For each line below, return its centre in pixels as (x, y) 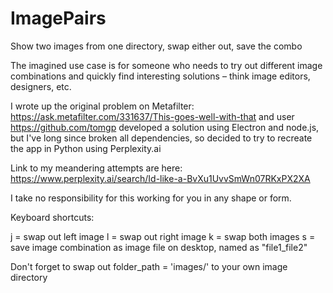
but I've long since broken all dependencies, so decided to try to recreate (161, 138)
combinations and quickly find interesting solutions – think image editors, (160, 76)
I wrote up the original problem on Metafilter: (102, 106)
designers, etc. (41, 86)
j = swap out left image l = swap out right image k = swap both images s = (163, 236)
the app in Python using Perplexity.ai (86, 148)
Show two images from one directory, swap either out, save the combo (156, 46)
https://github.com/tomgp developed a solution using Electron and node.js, (165, 127)
